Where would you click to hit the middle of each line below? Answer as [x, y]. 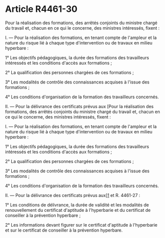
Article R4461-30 [41, 9]
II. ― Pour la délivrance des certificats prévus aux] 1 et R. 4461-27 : [73, 195]
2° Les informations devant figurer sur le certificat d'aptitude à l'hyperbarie [81, 225]
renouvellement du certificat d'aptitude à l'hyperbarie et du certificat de [78, 210]
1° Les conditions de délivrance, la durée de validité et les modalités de [77, 205]
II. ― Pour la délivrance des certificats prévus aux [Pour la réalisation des [79, 106]
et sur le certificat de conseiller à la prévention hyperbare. [64, 230]
